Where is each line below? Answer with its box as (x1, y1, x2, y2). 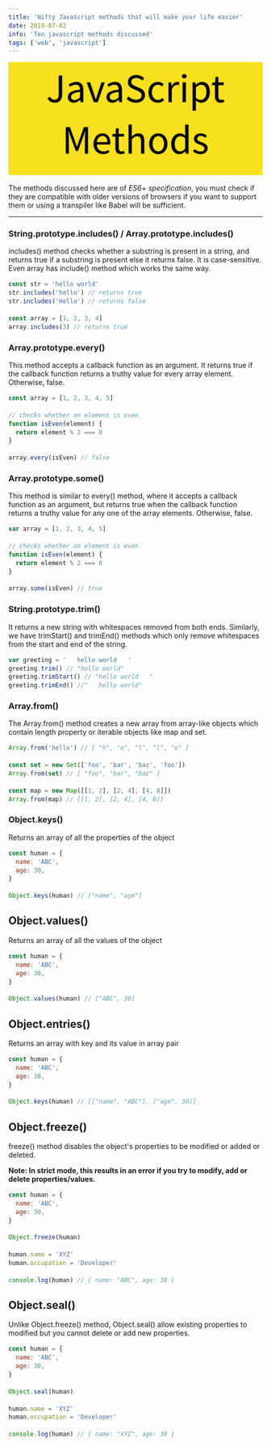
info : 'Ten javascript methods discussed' (8, 30, 153, 38)
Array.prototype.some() (8, 472, 105, 484)
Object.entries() (8, 1017, 91, 1031)
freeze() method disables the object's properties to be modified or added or (8, 1142, 261, 1151)
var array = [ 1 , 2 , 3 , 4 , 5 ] (8, 525, 106, 533)
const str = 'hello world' (8, 280, 99, 288)
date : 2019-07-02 (8, 21, 67, 30)
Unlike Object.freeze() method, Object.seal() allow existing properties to (8, 1320, 248, 1330)
